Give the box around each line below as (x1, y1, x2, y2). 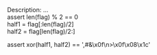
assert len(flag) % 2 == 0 (7, 13, 79, 21)
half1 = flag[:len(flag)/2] (7, 20, 74, 28)
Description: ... (7, 6, 49, 14)
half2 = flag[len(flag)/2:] (7, 27, 75, 35)
